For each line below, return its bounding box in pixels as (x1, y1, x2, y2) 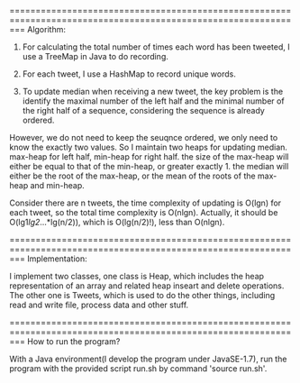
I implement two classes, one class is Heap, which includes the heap (9, 271, 264, 281)
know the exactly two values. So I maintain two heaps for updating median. (9, 141, 288, 152)
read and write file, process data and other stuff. (9, 299, 189, 310)
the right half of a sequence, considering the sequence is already (22, 105, 266, 115)
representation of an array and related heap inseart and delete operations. (9, 280, 285, 291)
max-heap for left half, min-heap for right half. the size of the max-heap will (9, 151, 289, 162)
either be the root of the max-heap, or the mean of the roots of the (9, 170, 256, 181)
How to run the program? (26, 336, 121, 347)
